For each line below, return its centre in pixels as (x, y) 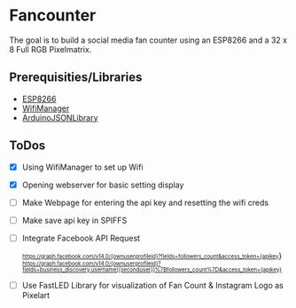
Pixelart (36, 295)
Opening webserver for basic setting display (103, 185)
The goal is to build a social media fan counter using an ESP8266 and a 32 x (148, 40)
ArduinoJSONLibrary (60, 117)
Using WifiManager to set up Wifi (82, 167)
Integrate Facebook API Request (81, 238)
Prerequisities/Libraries (76, 78)
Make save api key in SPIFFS (74, 220)
